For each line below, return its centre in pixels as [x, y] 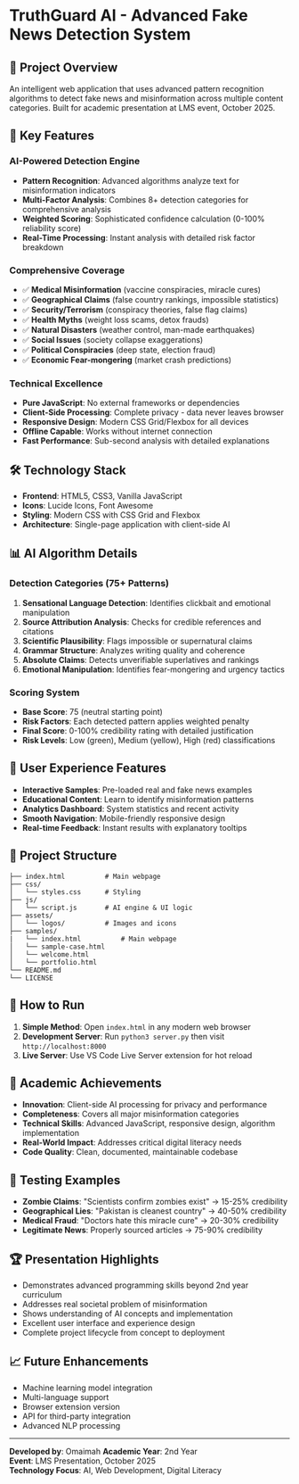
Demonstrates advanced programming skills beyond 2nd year [135, 1285]
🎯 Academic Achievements [85, 1083]
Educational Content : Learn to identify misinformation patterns [138, 799]
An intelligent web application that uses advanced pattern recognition [137, 89]
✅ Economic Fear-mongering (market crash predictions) [127, 360]
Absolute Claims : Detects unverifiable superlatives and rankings [141, 659]
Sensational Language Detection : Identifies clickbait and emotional [146, 602]
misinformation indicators [69, 190]
